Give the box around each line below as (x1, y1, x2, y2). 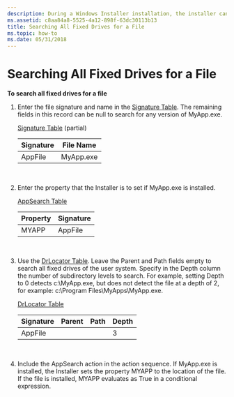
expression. (17, 382, 51, 391)
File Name (62, 140, 97, 150)
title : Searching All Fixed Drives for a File (7, 23, 145, 30)
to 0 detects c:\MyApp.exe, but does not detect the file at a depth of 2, (17, 279, 219, 287)
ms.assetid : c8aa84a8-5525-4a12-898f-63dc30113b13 (7, 17, 157, 24)
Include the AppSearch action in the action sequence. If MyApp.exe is (17, 360, 218, 368)
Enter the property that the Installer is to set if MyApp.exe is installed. (17, 183, 216, 192)
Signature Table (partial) (17, 123, 87, 133)
